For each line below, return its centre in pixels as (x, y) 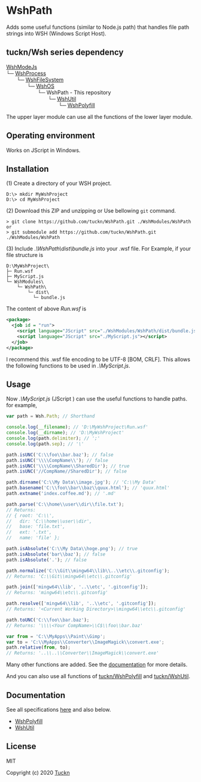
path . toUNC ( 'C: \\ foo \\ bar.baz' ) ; (48, 620)
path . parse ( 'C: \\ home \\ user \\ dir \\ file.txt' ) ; (65, 504)
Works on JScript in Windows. (43, 150)
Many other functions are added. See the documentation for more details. (97, 665)
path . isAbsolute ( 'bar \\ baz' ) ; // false (56, 554)
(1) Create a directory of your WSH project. (59, 183)
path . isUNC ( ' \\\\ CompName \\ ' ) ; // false (57, 460)
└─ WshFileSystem (40, 79)
